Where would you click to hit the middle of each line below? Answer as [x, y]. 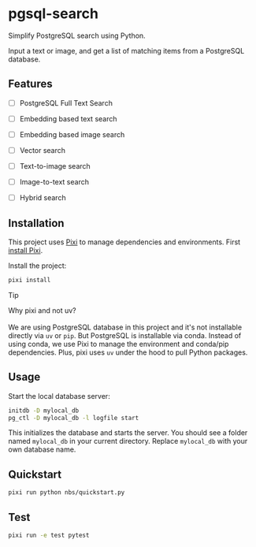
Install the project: [37, 266]
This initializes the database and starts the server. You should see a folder [128, 433]
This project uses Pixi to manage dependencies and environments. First [124, 242]
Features [30, 84]
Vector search [42, 150]
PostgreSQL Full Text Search [66, 102]
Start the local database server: [59, 396]
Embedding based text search [68, 118]
